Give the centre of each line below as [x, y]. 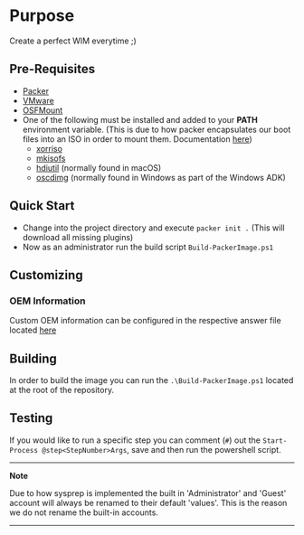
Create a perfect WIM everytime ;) [73, 41]
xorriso [49, 148]
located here [33, 330]
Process [24, 450]
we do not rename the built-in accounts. [84, 512]
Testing [31, 418]
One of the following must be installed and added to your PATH [140, 119]
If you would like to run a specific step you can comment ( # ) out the [135, 440]
